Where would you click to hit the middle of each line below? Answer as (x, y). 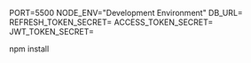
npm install (29, 49)
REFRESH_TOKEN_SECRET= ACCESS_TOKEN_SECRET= (111, 22)
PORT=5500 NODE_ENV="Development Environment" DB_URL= (126, 13)
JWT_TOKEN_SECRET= (52, 31)
